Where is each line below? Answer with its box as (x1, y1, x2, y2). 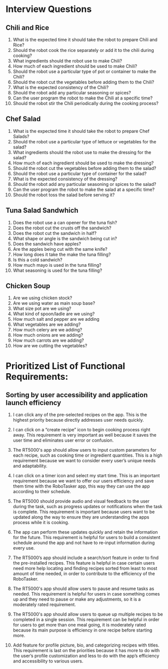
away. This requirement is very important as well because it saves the (12, 432, 156, 438)
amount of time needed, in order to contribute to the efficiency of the (12, 571, 155, 577)
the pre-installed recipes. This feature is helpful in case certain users (12, 560, 155, 566)
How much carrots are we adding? (12, 337, 84, 343)
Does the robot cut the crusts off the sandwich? (12, 225, 111, 231)
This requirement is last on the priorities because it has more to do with (12, 648, 160, 654)
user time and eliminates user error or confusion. (12, 437, 114, 443)
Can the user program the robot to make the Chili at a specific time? (12, 95, 153, 101)
